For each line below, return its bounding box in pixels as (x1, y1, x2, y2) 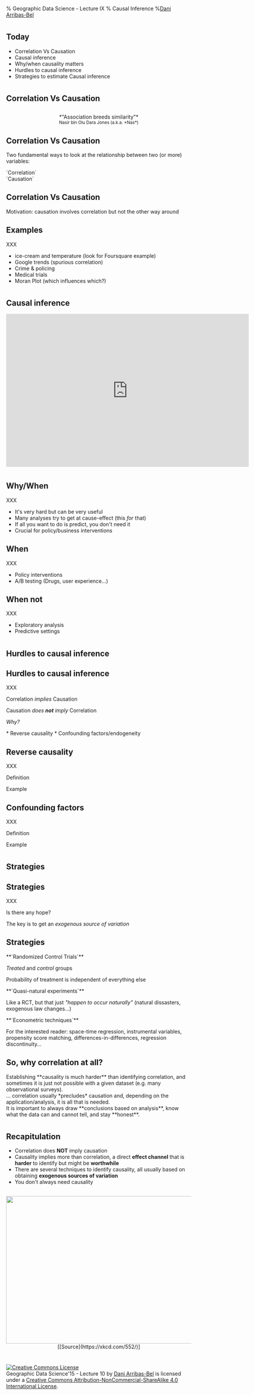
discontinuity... (6, 1040, 42, 1048)
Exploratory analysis (14, 622, 64, 629)
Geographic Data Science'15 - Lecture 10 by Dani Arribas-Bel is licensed (6, 1370, 181, 1377)
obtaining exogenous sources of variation (14, 1172, 118, 1179)
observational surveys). (6, 1085, 63, 1093)
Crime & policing (14, 265, 55, 272)
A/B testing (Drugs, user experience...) (14, 577, 109, 585)
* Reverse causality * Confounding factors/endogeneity (6, 730, 141, 737)
